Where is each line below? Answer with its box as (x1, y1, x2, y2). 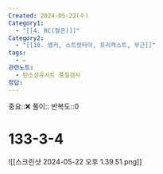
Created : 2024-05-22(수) (8, 11, 89, 20)
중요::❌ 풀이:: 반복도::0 (8, 101, 80, 111)
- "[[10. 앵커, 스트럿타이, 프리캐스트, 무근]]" (15, 42, 157, 49)
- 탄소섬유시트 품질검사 (15, 71, 81, 79)
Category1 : (8, 19, 45, 27)
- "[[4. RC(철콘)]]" (15, 26, 80, 34)
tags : (8, 49, 26, 57)
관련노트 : (8, 64, 34, 72)
